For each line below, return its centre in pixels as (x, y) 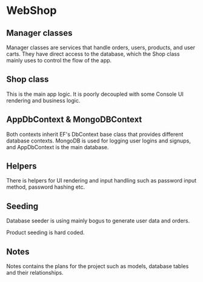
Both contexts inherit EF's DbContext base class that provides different (95, 134)
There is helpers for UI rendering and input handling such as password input (101, 181)
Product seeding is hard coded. (45, 233)
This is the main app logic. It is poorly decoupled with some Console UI (95, 94)
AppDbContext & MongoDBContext (74, 120)
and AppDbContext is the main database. (58, 147)
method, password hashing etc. (46, 187)
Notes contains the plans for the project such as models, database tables (98, 266)
